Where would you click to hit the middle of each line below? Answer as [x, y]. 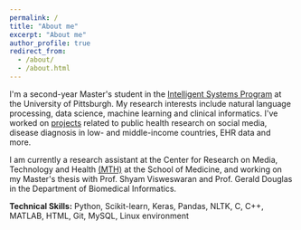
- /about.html [44, 69]
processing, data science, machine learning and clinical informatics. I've [144, 113]
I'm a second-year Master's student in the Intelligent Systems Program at [146, 94]
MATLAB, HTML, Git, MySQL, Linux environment [99, 216]
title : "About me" [44, 26]
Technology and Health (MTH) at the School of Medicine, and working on [146, 169]
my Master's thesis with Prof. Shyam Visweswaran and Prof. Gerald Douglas [151, 178]
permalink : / [34, 18]
